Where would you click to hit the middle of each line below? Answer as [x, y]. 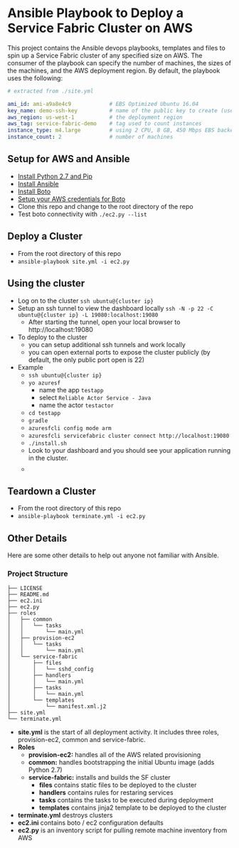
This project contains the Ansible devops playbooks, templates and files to [116, 48]
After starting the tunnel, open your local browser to [104, 322]
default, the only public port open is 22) [86, 360]
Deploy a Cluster [45, 236]
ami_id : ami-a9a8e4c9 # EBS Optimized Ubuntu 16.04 [103, 104]
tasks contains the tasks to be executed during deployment [126, 800]
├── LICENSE [25, 589]
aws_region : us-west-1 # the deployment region [95, 117]
